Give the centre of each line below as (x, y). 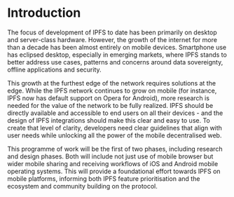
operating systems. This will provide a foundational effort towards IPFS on (114, 171)
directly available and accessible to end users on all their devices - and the (115, 113)
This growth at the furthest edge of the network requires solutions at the (111, 83)
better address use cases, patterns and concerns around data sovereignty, (115, 62)
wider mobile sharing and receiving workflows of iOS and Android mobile (113, 163)
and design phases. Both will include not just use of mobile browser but (110, 156)
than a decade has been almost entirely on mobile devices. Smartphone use (117, 47)
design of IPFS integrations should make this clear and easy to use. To (109, 120)
